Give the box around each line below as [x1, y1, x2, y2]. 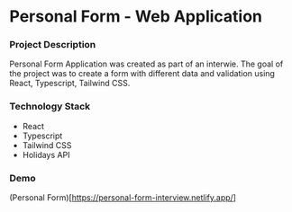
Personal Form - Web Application [9, 6, 263, 27]
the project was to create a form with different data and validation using [9, 68, 275, 79]
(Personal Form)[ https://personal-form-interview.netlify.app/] [9, 192, 237, 203]
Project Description [9, 39, 96, 51]
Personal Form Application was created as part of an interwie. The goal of [9, 58, 284, 69]
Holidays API [22, 149, 70, 160]
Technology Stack [9, 101, 91, 113]
